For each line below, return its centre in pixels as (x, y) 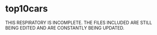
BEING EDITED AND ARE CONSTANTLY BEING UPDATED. (65, 27)
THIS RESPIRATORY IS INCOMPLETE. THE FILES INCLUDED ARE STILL (79, 22)
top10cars (26, 9)
